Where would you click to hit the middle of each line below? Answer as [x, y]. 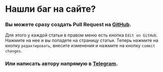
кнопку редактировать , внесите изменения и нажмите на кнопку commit [80, 46]
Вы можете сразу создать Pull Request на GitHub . [68, 25]
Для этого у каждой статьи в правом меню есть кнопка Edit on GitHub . [81, 35]
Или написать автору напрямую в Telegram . [62, 64]
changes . [14, 51]
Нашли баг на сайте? [50, 9]
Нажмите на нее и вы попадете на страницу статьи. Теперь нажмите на [82, 40]
